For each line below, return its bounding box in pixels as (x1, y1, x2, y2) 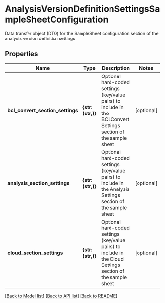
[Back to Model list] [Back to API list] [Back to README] (5, 293, 118, 299)
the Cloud (101, 255, 124, 262)
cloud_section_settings (7, 249, 63, 256)
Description (101, 64, 130, 71)
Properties (5, 50, 38, 58)
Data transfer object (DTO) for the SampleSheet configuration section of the (5, 30, 159, 36)
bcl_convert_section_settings (7, 107, 78, 114)
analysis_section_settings (7, 179, 70, 186)
